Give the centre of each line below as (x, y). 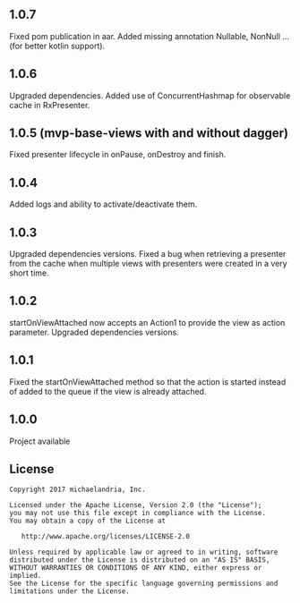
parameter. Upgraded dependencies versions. (94, 332)
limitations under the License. (69, 591)
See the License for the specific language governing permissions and (144, 584)
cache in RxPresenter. (50, 105)
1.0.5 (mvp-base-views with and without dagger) (149, 133)
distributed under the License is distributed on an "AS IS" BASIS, (140, 560)
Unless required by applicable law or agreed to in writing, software (144, 552)
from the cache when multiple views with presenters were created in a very (149, 264)
